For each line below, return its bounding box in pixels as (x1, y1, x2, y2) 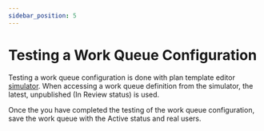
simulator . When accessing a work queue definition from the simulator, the (8, 81, 254, 90)
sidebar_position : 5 (8, 11, 78, 20)
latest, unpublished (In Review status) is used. (8, 89, 160, 99)
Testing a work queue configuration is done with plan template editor (8, 73, 236, 82)
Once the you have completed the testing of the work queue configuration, (8, 105, 254, 114)
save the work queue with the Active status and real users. (8, 113, 202, 123)
